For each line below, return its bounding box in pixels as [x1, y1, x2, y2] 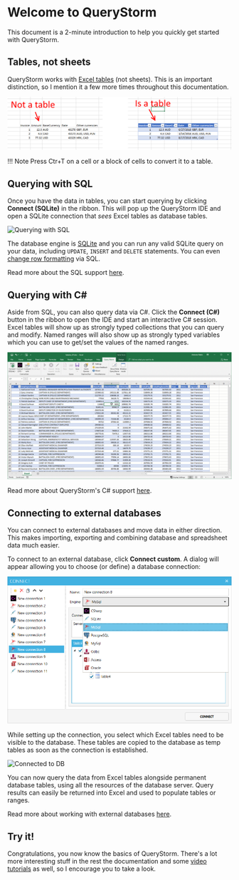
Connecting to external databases [7, 507, 161, 519]
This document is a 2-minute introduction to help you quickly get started [7, 28, 220, 36]
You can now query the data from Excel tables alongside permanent [7, 773, 206, 782]
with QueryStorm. [7, 35, 59, 43]
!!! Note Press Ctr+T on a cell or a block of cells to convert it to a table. [7, 157, 213, 166]
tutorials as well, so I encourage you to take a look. [7, 864, 156, 873]
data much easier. [7, 541, 60, 550]
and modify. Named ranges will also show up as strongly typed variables [7, 330, 221, 339]
